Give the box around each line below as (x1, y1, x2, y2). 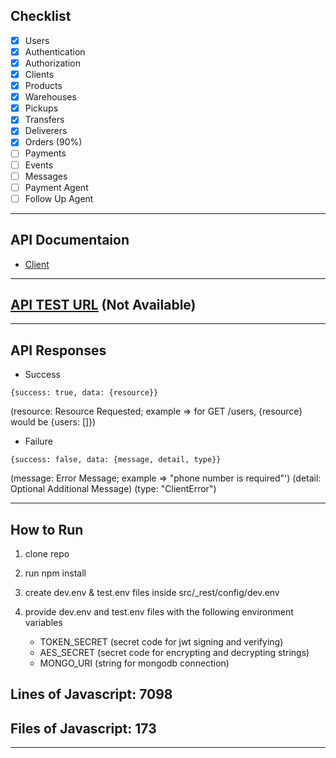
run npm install (24, 567, 87, 579)
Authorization (24, 57, 81, 69)
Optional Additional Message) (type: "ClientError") (10, 483, 217, 495)
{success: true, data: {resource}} (10, 388, 159, 398)
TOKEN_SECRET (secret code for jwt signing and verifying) (39, 636, 284, 648)
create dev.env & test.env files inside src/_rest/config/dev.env (24, 587, 280, 598)
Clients (24, 69, 55, 80)
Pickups (24, 102, 59, 114)
